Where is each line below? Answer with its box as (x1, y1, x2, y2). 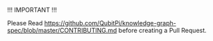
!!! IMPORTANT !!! (7, 6, 58, 14)
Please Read (7, 19, 43, 27)
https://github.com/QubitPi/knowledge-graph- (44, 19, 177, 27)
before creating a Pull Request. (118, 27, 207, 34)
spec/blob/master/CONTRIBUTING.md (7, 27, 117, 34)
